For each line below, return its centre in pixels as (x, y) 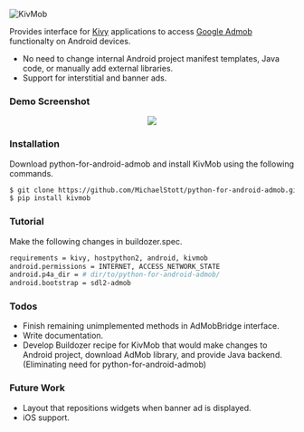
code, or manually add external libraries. (98, 68)
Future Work (37, 388)
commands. (32, 173)
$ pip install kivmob (50, 198)
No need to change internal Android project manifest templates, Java (151, 58)
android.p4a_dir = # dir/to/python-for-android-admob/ (115, 275)
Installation (35, 144)
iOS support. (46, 418)
